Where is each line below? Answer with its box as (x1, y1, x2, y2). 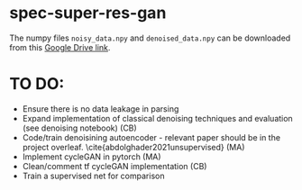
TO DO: (9, 74, 65, 95)
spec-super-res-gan (9, 3, 167, 23)
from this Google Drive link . (9, 41, 111, 52)
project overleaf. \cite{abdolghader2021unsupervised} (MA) (22, 141, 245, 152)
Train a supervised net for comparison (22, 170, 165, 181)
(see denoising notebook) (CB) (22, 122, 137, 133)
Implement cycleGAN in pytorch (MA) (22, 151, 161, 162)
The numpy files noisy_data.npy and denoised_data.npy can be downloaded (9, 32, 291, 43)
